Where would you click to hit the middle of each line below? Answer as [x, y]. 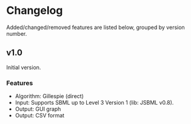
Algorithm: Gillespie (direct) [49, 96]
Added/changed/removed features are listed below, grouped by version [95, 27]
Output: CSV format [40, 116]
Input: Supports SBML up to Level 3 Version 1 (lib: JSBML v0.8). [94, 103]
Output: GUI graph [38, 109]
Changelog [35, 11]
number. [17, 33]
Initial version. [24, 67]
